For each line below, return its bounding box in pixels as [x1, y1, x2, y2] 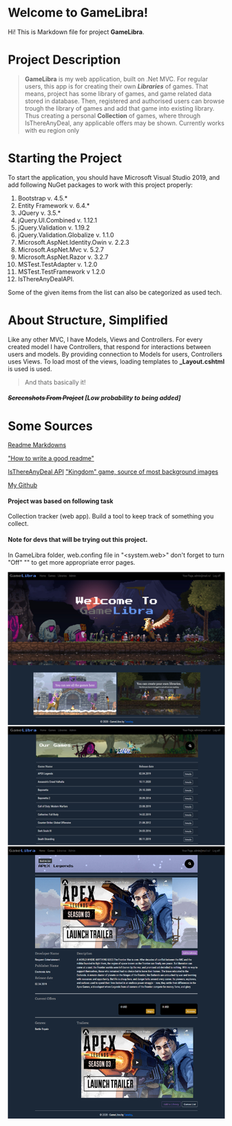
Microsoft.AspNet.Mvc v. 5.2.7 [17, 245, 105, 254]
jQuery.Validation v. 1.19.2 [17, 223, 90, 232]
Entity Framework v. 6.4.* [17, 201, 90, 209]
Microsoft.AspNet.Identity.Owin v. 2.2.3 [17, 238, 129, 246]
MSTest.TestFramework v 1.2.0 [17, 268, 105, 276]
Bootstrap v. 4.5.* [17, 194, 68, 202]
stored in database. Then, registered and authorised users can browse [24, 97, 225, 105]
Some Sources [8, 418, 93, 433]
